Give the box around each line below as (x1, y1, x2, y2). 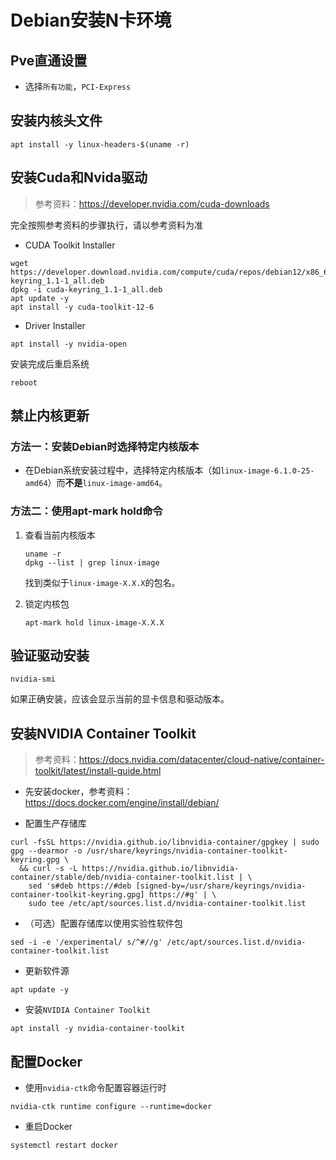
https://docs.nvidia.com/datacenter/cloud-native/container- (78, 754, 325, 766)
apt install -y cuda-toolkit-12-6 (10, 302, 155, 312)
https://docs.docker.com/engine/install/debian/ (24, 797, 220, 809)
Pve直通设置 (10, 52, 88, 69)
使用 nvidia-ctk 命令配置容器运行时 (24, 1082, 167, 1094)
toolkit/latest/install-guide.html (34, 765, 162, 777)
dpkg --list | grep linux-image (24, 557, 160, 568)
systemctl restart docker (10, 1141, 118, 1151)
